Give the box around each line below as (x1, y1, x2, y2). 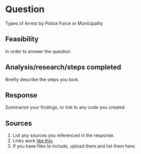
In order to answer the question (5, 48, 71, 54)
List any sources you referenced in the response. (12, 132, 115, 138)
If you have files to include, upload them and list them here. (12, 143, 136, 149)
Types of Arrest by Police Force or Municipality (5, 20, 103, 26)
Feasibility (5, 35, 39, 43)
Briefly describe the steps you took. (5, 76, 80, 82)
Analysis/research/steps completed (5, 63, 121, 72)
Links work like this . (12, 138, 54, 144)
